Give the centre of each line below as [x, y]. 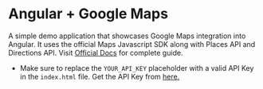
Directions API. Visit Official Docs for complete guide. [96, 52]
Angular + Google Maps [88, 14]
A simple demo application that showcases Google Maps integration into [127, 36]
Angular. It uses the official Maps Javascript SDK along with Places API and [132, 44]
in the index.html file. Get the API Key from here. [100, 76]
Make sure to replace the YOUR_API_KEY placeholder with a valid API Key [137, 68]
